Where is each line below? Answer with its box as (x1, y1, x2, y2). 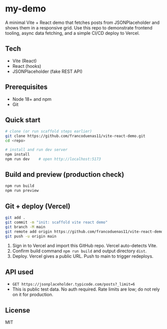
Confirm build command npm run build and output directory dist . (12, 248, 147, 254)
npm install (5, 152, 30, 157)
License (5, 306, 30, 315)
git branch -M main (5, 224, 46, 229)
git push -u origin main (5, 234, 57, 239)
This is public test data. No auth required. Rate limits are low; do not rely (12, 286, 160, 292)
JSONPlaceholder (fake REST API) (12, 68, 83, 74)
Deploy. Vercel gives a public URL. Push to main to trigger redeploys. (12, 253, 154, 259)
